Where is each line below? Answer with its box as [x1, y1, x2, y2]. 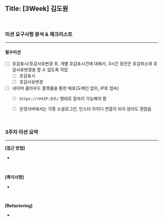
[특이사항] [5, 174, 24, 180]
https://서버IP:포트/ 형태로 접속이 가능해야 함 [19, 95, 107, 101]
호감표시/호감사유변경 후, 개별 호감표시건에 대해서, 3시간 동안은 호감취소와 [12, 61, 153, 67]
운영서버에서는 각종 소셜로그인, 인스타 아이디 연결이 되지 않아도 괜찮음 [19, 106, 152, 112]
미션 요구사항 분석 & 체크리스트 [5, 31, 73, 37]
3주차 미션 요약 [5, 128, 38, 135]
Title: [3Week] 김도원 [5, 4, 68, 13]
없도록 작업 [47, 67, 68, 73]
